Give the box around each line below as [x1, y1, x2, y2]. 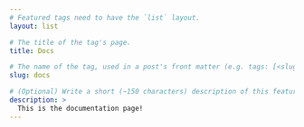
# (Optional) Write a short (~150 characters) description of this [9, 87, 270, 96]
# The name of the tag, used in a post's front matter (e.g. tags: [9, 62, 270, 72]
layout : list [9, 22, 59, 31]
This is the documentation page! [17, 104, 144, 113]
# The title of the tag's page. [9, 38, 131, 47]
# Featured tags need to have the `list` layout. [9, 13, 201, 23]
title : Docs [9, 46, 54, 55]
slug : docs [9, 71, 51, 80]
